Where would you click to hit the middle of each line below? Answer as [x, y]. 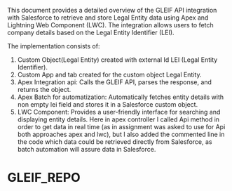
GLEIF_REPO [44, 178]
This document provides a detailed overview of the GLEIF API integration [112, 10]
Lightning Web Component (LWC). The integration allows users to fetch [110, 25]
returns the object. [44, 90]
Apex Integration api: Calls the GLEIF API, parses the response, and [115, 82]
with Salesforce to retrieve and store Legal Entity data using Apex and [108, 18]
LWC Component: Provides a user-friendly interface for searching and [119, 112]
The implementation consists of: [54, 46]
